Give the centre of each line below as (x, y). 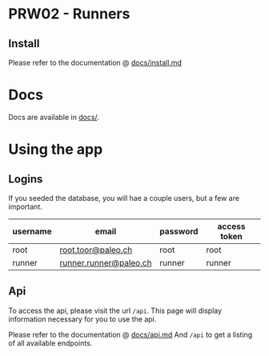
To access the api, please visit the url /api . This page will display (115, 310)
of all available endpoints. (50, 343)
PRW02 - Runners (69, 14)
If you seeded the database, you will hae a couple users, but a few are (124, 198)
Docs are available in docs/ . (54, 117)
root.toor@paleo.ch (96, 250)
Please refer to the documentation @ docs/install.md (95, 62)
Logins (26, 179)
